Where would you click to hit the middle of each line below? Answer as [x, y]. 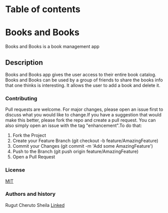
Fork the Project [29, 136]
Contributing [21, 98]
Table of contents [43, 9]
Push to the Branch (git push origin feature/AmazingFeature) [75, 152]
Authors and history [30, 194]
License [15, 170]
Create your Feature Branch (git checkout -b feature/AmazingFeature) [85, 141]
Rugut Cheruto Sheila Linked [35, 205]
